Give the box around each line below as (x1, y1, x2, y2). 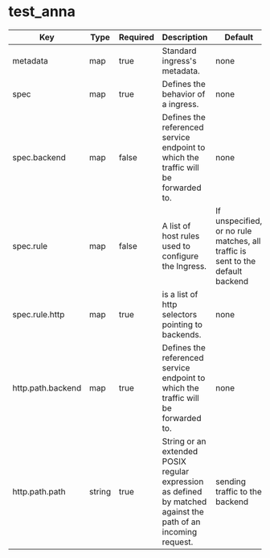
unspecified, (215, 215, 263, 226)
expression (162, 476, 204, 487)
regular (162, 465, 190, 477)
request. (162, 536, 194, 548)
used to (162, 240, 190, 251)
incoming (162, 526, 198, 537)
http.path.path (12, 486, 66, 497)
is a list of (162, 288, 198, 300)
